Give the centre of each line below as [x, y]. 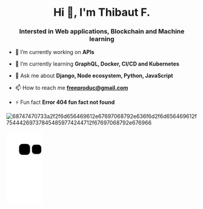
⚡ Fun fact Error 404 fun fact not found [65, 102]
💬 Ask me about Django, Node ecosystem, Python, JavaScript [94, 76]
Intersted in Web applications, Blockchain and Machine [102, 32]
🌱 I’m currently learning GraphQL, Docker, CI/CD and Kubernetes [97, 64]
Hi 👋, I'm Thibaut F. [102, 12]
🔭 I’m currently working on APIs [55, 52]
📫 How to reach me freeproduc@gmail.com [72, 88]
